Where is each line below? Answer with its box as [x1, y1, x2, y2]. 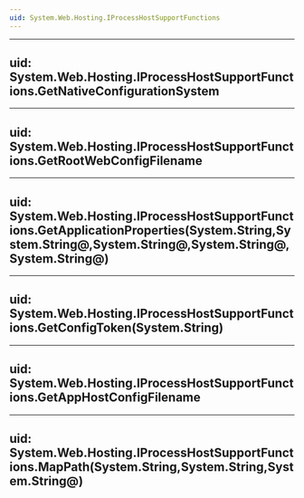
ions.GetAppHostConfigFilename [9, 390, 201, 406]
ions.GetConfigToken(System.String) [9, 321, 224, 336]
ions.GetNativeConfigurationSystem [9, 83, 220, 100]
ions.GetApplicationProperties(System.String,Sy [9, 223, 291, 238]
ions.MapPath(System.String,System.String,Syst [9, 459, 294, 475]
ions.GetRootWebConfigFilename [9, 153, 204, 168]
